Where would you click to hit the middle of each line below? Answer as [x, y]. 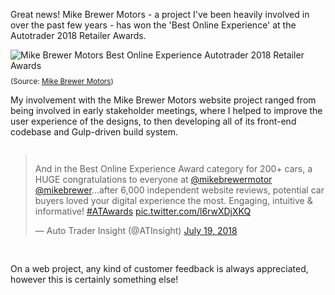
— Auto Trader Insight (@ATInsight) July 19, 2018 [136, 230]
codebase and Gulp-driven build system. [94, 132]
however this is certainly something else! [94, 279]
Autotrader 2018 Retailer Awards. [78, 35]
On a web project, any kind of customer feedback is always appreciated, [159, 268]
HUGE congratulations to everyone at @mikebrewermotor [153, 179]
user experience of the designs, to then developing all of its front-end [153, 121]
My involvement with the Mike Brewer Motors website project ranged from [163, 100]
